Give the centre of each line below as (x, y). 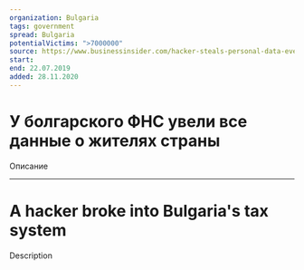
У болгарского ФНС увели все (128, 121)
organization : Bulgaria (54, 18)
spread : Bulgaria (42, 34)
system (38, 230)
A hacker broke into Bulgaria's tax (139, 211)
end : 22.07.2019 (40, 69)
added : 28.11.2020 (44, 77)
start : (22, 60)
